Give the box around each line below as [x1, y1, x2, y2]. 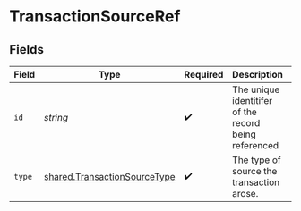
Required [184, 69, 224, 80]
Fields [9, 42, 45, 57]
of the [232, 105, 257, 118]
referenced [232, 139, 279, 151]
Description [232, 69, 284, 80]
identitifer [232, 95, 273, 106]
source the [232, 165, 278, 177]
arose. [232, 188, 259, 199]
